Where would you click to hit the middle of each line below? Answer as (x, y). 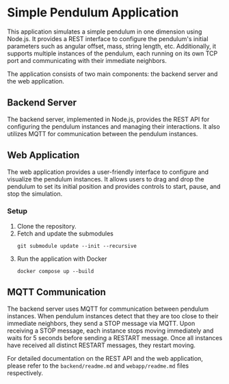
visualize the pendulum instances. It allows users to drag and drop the (106, 179)
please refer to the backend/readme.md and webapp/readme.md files (98, 366)
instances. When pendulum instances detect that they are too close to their (113, 316)
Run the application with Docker (62, 259)
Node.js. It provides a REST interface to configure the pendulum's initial (108, 38)
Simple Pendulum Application (93, 13)
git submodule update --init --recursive (77, 246)
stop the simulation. (35, 194)
